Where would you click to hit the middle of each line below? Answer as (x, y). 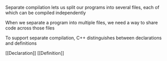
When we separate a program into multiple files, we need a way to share (81, 23)
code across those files (30, 28)
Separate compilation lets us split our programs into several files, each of (82, 7)
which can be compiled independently (46, 13)
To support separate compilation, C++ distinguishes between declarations (83, 38)
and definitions (21, 43)
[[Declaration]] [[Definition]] (35, 53)
